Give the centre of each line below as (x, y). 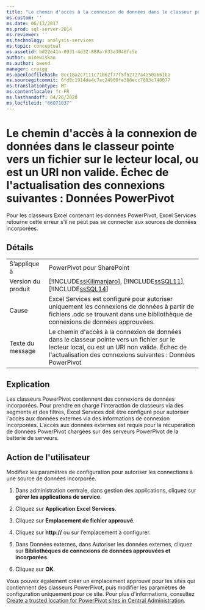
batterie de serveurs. (33, 438)
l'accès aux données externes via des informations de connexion (88, 418)
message (23, 351)
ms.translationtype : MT (37, 86)
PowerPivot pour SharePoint (89, 268)
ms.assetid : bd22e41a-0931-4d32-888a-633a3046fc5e (72, 52)
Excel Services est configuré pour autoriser (110, 299)
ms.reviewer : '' (27, 35)
